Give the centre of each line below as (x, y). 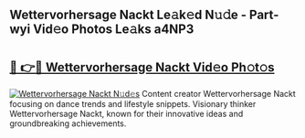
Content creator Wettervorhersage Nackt (219, 94)
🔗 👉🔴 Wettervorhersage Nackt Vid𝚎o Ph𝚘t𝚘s (142, 67)
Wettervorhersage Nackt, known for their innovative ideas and (126, 114)
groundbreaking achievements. (68, 123)
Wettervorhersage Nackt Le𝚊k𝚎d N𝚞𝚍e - (128, 15)
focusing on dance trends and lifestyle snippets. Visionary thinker (133, 104)
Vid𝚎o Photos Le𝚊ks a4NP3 (114, 30)
